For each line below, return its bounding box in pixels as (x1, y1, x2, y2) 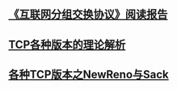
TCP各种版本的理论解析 (8, 37, 126, 51)
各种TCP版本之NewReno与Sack (8, 68, 170, 82)
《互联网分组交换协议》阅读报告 (8, 7, 168, 22)
